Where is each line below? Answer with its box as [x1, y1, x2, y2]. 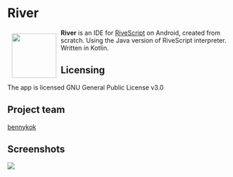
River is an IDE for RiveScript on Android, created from [60, 28, 221, 37]
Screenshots [7, 143, 65, 155]
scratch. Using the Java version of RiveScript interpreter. [60, 36, 227, 44]
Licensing [60, 64, 105, 76]
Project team [7, 104, 65, 116]
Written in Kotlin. [60, 43, 109, 52]
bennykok [7, 122, 37, 131]
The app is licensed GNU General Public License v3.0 [7, 83, 164, 92]
